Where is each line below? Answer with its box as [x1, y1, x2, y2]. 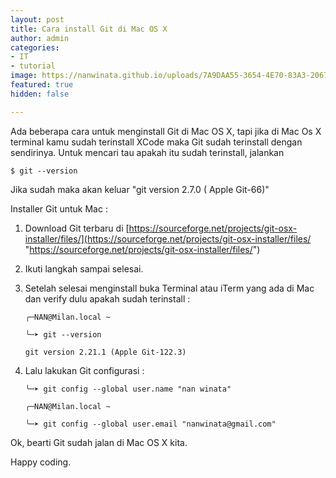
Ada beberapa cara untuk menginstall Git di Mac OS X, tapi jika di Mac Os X [10, 125, 322, 137]
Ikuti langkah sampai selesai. [24, 262, 144, 275]
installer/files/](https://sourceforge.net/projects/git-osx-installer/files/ [24, 232, 312, 245]
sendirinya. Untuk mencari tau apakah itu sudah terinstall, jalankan [10, 146, 285, 158]
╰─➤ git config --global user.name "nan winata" [24, 384, 232, 394]
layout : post [10, 14, 65, 25]
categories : [10, 42, 60, 53]
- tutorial [10, 61, 56, 71]
